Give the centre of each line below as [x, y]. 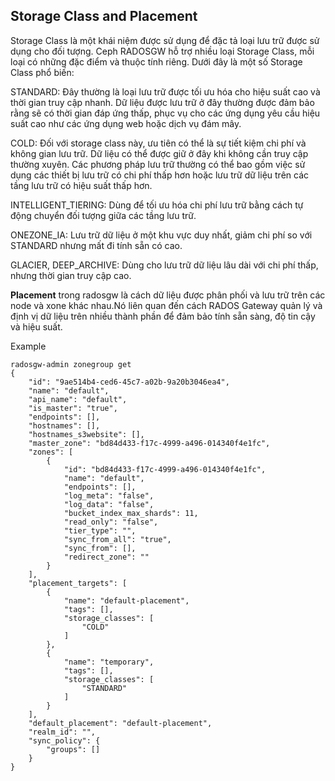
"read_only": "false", [111, 522]
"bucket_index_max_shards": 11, [131, 513]
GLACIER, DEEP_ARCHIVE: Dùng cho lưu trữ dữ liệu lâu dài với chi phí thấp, [164, 265]
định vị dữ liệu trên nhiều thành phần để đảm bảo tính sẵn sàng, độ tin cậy [163, 316]
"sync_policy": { [64, 740]
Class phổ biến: [42, 72]
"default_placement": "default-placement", [120, 723]
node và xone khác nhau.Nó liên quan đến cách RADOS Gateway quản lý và [166, 305]
